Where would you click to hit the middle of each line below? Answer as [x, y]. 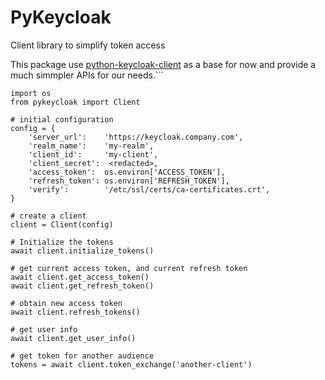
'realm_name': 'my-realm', [91, 146]
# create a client [48, 216]
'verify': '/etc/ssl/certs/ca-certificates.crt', [149, 189]
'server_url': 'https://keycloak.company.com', [136, 137]
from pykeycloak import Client [75, 102]
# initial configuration [62, 119]
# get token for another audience [82, 356]
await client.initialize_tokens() [82, 251]
